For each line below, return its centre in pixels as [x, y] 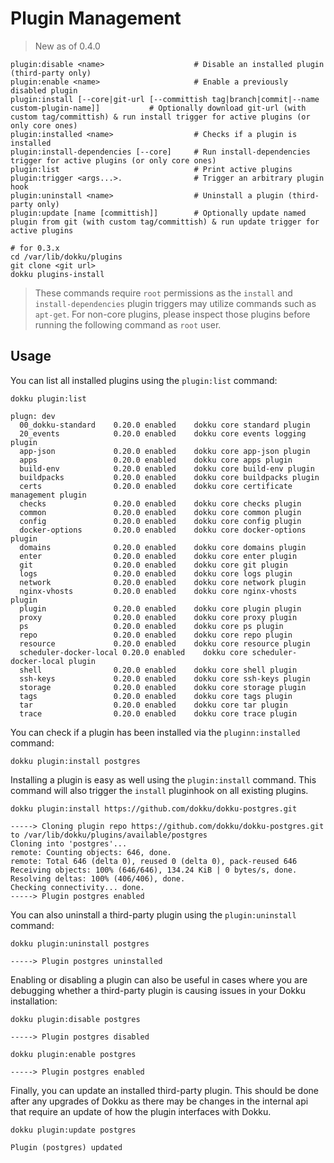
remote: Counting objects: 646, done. [91, 852]
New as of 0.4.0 [67, 46]
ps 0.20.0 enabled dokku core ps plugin [151, 626]
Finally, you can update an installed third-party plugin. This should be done [165, 1090]
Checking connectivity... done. [77, 887]
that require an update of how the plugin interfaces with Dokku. [141, 1111]
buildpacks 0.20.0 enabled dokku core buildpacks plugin [169, 477]
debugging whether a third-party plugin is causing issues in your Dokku [158, 990]
